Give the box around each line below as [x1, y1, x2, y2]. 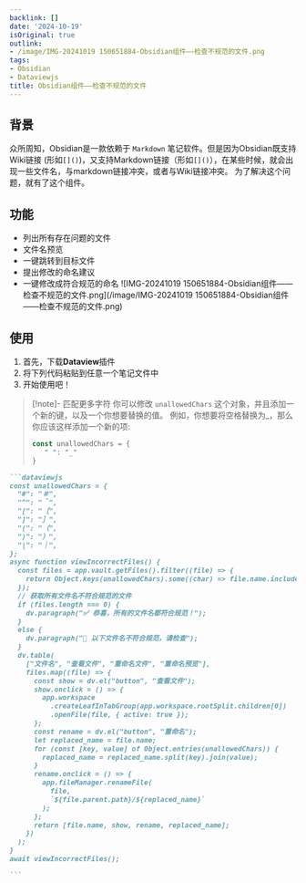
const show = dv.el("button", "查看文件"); [33, 676, 196, 685]
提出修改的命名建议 [22, 266, 96, 278]
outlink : [9, 38, 43, 48]
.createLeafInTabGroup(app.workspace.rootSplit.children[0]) [49, 701, 287, 712]
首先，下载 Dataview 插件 [22, 357, 116, 368]
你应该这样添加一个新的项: [31, 421, 130, 432]
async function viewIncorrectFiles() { [9, 557, 161, 566]
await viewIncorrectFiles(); [9, 855, 120, 864]
